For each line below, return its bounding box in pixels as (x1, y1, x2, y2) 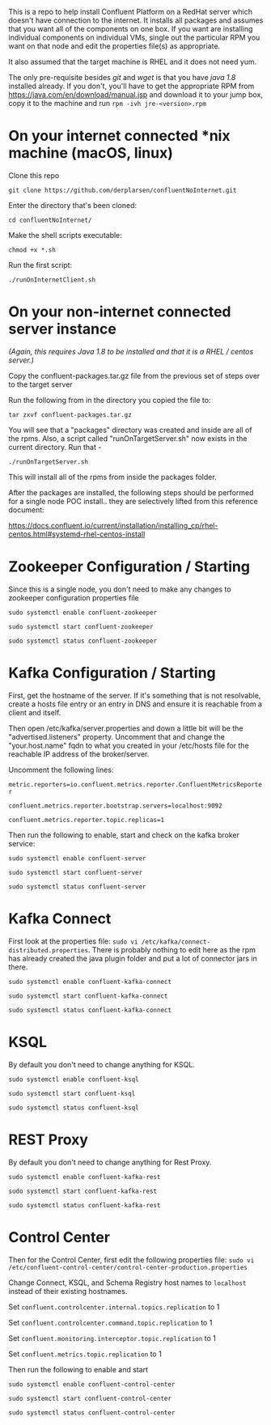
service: (8, 838, 36, 848)
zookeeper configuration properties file (8, 592, 139, 602)
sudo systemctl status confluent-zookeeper (8, 637, 158, 645)
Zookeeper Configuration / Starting (8, 558, 251, 576)
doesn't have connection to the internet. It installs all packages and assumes (8, 15, 264, 25)
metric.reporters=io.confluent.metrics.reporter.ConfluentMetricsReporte (8, 780, 263, 788)
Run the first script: (8, 260, 73, 269)
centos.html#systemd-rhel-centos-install (8, 529, 146, 539)
